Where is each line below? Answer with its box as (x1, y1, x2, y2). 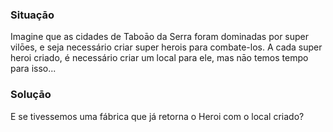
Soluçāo (10, 88, 52, 102)
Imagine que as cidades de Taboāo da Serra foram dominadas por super (10, 31, 310, 43)
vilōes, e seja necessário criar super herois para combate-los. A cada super (10, 41, 323, 53)
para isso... (10, 63, 57, 75)
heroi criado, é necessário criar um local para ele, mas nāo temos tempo (10, 52, 309, 64)
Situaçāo (10, 8, 55, 22)
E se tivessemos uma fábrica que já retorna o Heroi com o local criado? (10, 110, 305, 122)
